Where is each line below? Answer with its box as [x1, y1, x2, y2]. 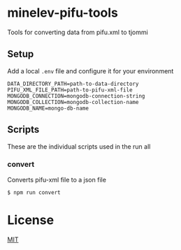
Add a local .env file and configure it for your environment [7, 66, 174, 75]
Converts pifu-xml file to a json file [7, 175, 107, 184]
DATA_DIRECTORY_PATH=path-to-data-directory [7, 80, 139, 87]
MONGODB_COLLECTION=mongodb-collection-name [7, 98, 139, 105]
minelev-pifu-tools [7, 5, 119, 21]
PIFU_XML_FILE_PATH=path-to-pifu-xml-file [7, 86, 133, 94]
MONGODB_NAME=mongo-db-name [7, 105, 89, 112]
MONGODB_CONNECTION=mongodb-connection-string [7, 92, 145, 99]
